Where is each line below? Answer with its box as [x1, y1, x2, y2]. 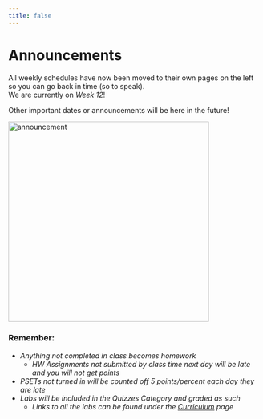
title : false [8, 11, 52, 20]
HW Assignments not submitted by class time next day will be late [31, 359, 251, 369]
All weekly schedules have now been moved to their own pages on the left [8, 73, 254, 83]
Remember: [8, 332, 55, 344]
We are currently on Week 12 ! [8, 90, 106, 99]
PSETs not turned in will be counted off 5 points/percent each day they [19, 376, 255, 385]
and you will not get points [31, 368, 120, 377]
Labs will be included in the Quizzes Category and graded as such [19, 393, 241, 403]
